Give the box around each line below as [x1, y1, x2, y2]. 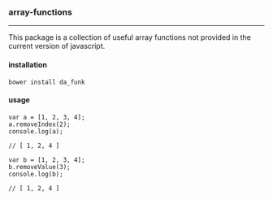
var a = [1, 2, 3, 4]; [8, 113, 85, 121]
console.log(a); [8, 127, 63, 136]
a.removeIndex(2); [8, 120, 71, 128]
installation [8, 59, 47, 69]
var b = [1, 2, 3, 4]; [8, 155, 85, 164]
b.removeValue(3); [8, 163, 71, 171]
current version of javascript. [8, 41, 106, 51]
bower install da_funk [8, 78, 85, 86]
